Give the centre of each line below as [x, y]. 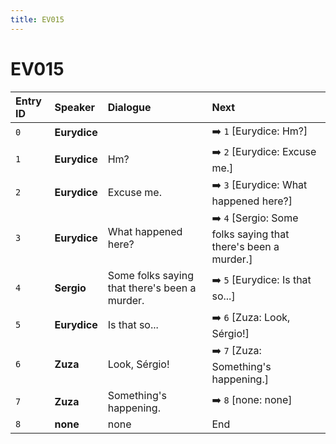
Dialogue [129, 107]
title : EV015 [37, 19]
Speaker [75, 107]
